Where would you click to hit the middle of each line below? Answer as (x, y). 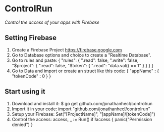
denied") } (22, 125)
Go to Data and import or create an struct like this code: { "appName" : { (85, 71)
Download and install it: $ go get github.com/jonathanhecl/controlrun (82, 103)
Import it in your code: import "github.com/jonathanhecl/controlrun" (81, 109)
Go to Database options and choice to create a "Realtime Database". (82, 55)
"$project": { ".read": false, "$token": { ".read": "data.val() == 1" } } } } (83, 65)
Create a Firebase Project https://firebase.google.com (67, 49)
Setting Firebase (30, 38)
